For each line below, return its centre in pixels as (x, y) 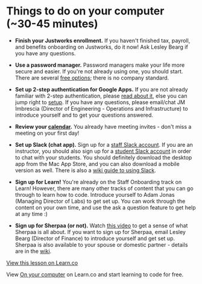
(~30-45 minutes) (52, 24)
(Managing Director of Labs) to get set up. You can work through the (100, 201)
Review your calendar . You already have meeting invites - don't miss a (103, 126)
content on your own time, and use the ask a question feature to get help (105, 207)
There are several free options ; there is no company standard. (92, 78)
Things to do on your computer (85, 11)
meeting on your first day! (47, 133)
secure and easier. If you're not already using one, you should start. (99, 71)
